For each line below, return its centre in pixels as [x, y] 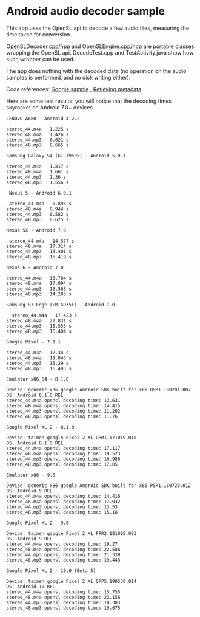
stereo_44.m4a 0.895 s [40, 204]
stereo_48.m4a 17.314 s [39, 246]
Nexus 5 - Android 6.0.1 [40, 193]
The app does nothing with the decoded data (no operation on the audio [96, 71]
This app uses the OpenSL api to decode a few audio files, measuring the [98, 28]
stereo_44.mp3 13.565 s [39, 289]
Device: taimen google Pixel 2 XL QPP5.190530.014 [72, 581]
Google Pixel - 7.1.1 [34, 342]
